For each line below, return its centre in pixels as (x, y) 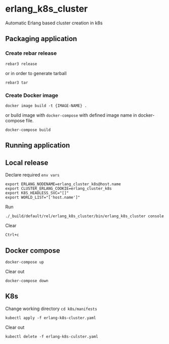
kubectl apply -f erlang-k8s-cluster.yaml (51, 318)
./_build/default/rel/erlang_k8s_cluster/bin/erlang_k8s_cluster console (85, 216)
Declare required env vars (32, 175)
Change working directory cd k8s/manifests (51, 308)
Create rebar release (31, 53)
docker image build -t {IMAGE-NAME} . (46, 106)
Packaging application (41, 39)
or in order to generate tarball (36, 73)
